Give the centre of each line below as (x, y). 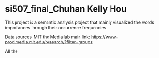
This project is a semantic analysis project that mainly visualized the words (79, 22)
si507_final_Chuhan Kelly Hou (66, 9)
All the (11, 51)
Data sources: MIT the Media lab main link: (48, 37)
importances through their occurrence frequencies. (56, 27)
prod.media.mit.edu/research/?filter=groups (49, 42)
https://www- (105, 37)
